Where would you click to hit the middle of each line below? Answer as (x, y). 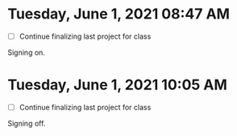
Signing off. (27, 123)
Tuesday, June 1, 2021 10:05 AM (117, 85)
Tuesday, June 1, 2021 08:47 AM (119, 14)
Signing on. (27, 52)
